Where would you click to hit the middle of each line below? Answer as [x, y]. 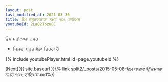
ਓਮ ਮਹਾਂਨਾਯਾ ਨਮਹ [22, 39]
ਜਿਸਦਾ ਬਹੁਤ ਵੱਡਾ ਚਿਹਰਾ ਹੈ [36, 49]
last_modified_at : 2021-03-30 [38, 15]
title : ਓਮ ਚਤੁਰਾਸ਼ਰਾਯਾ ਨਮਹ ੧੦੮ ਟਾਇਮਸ [43, 19]
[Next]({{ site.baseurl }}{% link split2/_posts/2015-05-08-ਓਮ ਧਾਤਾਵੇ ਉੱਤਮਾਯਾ [84, 69]
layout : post [19, 10]
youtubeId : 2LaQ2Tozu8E [31, 24]
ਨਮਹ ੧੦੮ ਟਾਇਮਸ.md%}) [30, 75]
